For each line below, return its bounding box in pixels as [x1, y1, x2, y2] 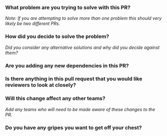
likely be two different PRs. [5, 20, 60, 26]
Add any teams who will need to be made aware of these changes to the [5, 106, 155, 112]
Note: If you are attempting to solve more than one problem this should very [5, 15, 162, 21]
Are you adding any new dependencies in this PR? [5, 62, 129, 69]
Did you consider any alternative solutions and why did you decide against [5, 44, 160, 50]
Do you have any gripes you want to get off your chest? [5, 124, 142, 131]
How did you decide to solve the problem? [5, 33, 109, 40]
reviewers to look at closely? [5, 82, 76, 89]
